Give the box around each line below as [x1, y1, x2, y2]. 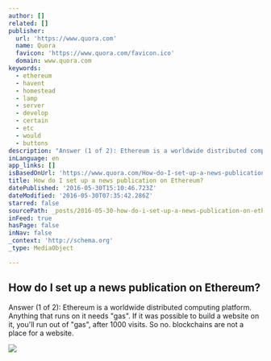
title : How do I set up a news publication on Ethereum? [8, 176, 204, 185]
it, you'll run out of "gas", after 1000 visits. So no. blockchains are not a [8, 319, 244, 329]
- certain [15, 117, 48, 125]
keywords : [8, 64, 42, 73]
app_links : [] [8, 162, 56, 170]
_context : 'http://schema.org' [8, 237, 114, 245]
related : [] [8, 19, 48, 27]
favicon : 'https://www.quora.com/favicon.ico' [15, 49, 175, 57]
